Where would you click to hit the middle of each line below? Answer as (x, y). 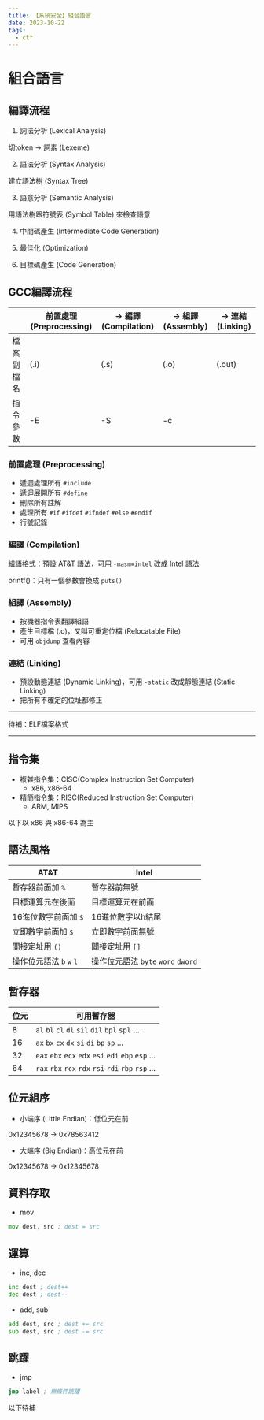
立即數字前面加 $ (43, 931)
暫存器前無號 (115, 887)
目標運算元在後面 (44, 901)
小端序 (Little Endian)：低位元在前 (74, 1118)
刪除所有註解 (40, 503)
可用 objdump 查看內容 (55, 641)
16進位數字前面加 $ (48, 916)
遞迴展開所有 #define (53, 493)
